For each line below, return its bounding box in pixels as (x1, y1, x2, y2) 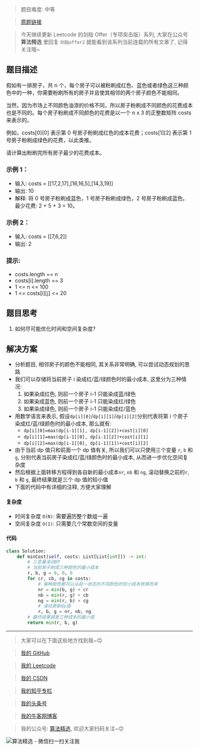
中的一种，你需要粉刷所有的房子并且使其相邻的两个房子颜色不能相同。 (11, 89, 182, 96)
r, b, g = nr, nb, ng (37, 609, 92, 615)
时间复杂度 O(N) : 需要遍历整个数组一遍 (14, 512, 108, 519)
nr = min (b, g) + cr (37, 586, 89, 592)
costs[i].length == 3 (14, 277, 63, 284)
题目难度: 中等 (20, 6, 55, 12)
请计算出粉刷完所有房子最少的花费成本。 (6, 149, 105, 156)
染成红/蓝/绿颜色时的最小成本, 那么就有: (14, 420, 111, 427)
